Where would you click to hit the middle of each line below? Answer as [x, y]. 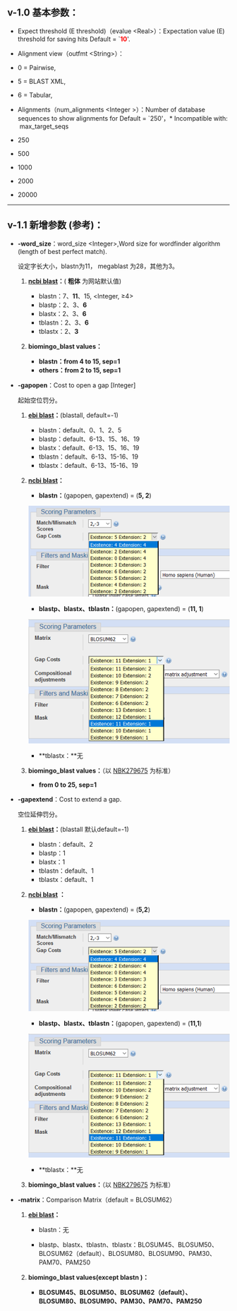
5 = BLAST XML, [42, 81]
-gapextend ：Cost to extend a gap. [69, 799]
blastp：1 [52, 853]
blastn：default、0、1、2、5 [80, 430]
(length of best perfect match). [62, 251]
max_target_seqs [44, 126]
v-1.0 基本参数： [43, 13]
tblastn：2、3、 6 [64, 322]
